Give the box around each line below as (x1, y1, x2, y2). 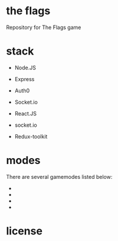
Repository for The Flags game (6, 24, 81, 31)
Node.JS (14, 64, 37, 71)
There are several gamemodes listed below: (6, 173, 113, 180)
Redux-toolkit (14, 133, 48, 140)
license (6, 224, 43, 237)
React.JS (14, 110, 37, 117)
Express (14, 75, 35, 82)
